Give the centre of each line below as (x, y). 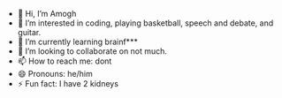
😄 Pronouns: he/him (55, 74)
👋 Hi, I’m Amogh (47, 14)
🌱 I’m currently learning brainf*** (78, 41)
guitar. (29, 32)
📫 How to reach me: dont (65, 61)
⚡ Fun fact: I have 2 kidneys (68, 83)
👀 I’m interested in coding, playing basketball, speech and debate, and (145, 23)
